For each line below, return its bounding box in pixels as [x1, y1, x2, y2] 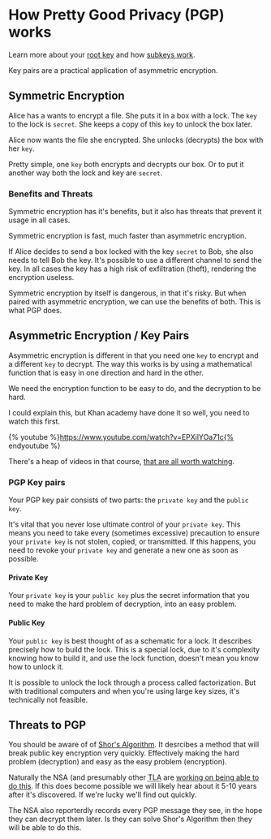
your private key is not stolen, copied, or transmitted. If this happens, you [8, 537, 256, 547]
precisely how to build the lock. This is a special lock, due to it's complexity [8, 644, 260, 654]
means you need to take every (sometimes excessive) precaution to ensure [8, 528, 260, 538]
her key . [8, 144, 35, 153]
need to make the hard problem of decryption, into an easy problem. [8, 599, 237, 609]
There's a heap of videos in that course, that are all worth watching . [8, 456, 235, 466]
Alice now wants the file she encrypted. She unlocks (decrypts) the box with [8, 135, 264, 144]
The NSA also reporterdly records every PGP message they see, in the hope [8, 806, 263, 815]
